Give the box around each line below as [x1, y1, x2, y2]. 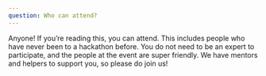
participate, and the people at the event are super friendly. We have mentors [8, 50, 258, 59]
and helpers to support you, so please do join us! [8, 59, 168, 68]
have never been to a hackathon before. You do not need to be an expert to [8, 41, 255, 51]
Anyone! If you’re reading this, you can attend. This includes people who [8, 33, 245, 43]
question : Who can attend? [8, 11, 98, 20]
